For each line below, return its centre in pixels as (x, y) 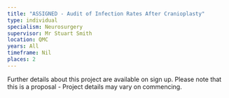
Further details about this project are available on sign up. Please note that (114, 79)
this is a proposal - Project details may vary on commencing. (95, 86)
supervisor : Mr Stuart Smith (50, 33)
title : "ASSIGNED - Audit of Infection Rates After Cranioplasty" (106, 14)
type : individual (33, 20)
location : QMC (28, 40)
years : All (23, 46)
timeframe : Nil (29, 53)
